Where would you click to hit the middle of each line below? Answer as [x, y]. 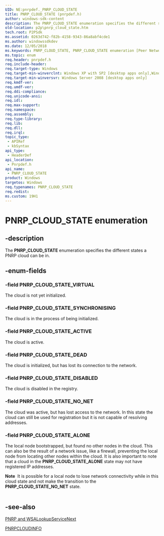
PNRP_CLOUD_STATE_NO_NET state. [43, 486]
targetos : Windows [24, 183]
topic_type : [17, 137]
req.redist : [17, 191]
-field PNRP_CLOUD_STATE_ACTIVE [48, 331]
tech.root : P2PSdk [24, 32]
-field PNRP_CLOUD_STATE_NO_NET [49, 401]
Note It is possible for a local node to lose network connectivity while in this [82, 476]
